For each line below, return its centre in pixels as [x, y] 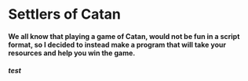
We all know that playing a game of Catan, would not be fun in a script [124, 36]
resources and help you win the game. [72, 53]
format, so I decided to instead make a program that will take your [117, 44]
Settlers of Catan [65, 14]
